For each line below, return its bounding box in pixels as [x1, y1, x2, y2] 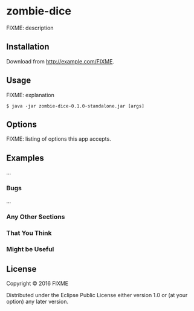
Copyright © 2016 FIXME [6, 280, 69, 287]
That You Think [6, 229, 52, 237]
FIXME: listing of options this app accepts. [6, 135, 111, 143]
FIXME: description [6, 24, 54, 31]
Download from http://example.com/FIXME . [6, 57, 115, 65]
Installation [6, 42, 50, 52]
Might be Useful [6, 245, 54, 254]
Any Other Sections [6, 213, 65, 221]
